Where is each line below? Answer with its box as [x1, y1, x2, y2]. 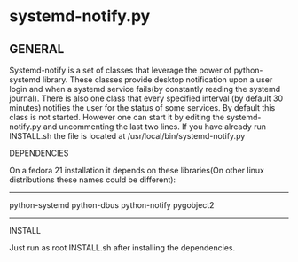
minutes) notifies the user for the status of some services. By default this [9, 103, 276, 112]
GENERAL [9, 42, 65, 57]
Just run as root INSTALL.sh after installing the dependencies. [9, 243, 236, 253]
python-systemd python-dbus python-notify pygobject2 [9, 200, 215, 210]
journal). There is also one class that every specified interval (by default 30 [9, 93, 284, 104]
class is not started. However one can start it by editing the [9, 112, 224, 122]
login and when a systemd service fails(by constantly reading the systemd [9, 84, 281, 94]
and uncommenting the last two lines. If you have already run [43, 121, 266, 132]
